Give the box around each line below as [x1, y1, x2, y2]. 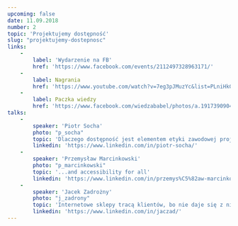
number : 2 [7, 23, 37, 30]
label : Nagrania [33, 76, 81, 84]
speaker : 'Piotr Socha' [33, 122, 103, 130]
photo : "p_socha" [33, 129, 84, 136]
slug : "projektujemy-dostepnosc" [7, 37, 106, 44]
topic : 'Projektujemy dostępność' [7, 30, 110, 38]
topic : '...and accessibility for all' [33, 168, 151, 176]
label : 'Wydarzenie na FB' [33, 57, 113, 64]
